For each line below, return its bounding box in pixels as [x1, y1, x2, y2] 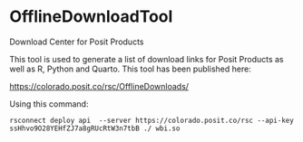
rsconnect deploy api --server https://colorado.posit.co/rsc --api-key [9, 116, 295, 125]
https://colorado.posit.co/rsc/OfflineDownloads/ [9, 80, 189, 91]
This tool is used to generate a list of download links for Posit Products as [9, 53, 284, 64]
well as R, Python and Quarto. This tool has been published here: [9, 63, 251, 74]
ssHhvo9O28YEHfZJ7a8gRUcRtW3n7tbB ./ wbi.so [9, 124, 181, 133]
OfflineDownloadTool [9, 6, 173, 27]
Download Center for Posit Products [9, 36, 144, 47]
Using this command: [9, 98, 89, 109]
